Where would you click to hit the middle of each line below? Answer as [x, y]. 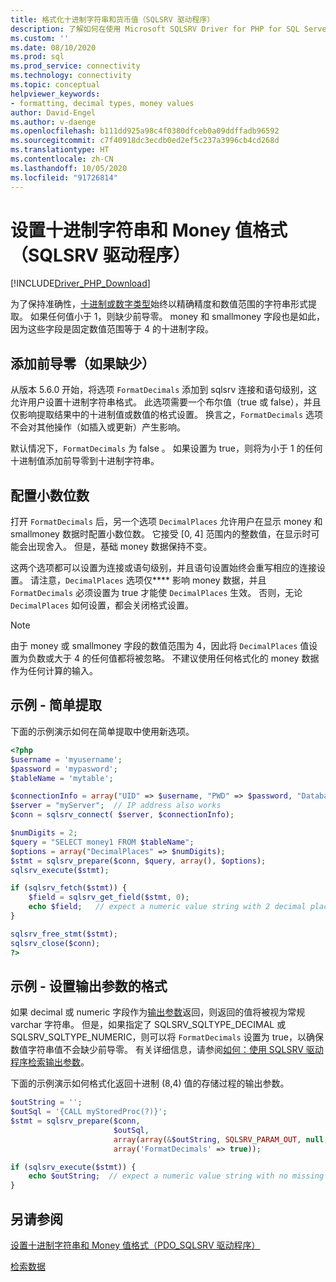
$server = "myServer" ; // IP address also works [116, 806]
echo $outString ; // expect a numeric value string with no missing [176, 1176]
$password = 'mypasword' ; [64, 769]
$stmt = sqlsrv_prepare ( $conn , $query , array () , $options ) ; [138, 861]
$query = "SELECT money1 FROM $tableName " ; [102, 842]
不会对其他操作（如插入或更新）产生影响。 [98, 427]
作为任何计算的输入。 [54, 671]
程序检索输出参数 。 [50, 1062]
